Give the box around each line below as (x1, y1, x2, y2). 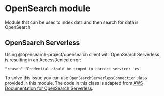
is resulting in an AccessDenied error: (5, 57, 82, 63)
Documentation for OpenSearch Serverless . (5, 85, 94, 91)
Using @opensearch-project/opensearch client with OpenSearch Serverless (5, 51, 160, 57)
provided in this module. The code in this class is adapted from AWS (5, 80, 143, 86)
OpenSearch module (5, 3, 91, 14)
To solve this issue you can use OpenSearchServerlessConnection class (5, 74, 147, 81)
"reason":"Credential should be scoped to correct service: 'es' (5, 66, 141, 71)
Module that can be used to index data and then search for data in (5, 19, 139, 25)
